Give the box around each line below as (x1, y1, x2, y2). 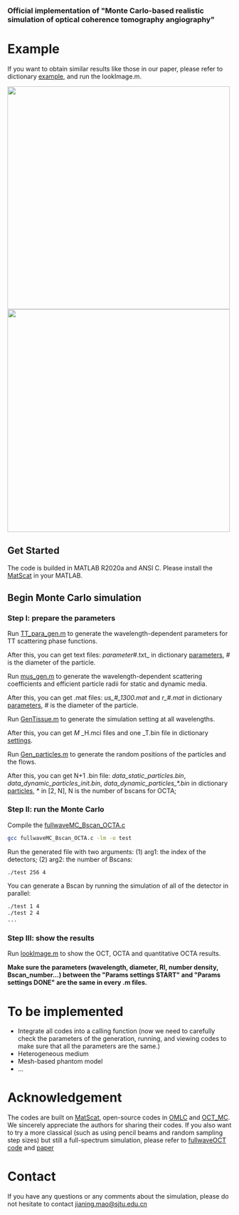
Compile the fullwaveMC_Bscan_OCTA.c (7, 821, 126, 829)
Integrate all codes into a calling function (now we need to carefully (17, 1027, 216, 1035)
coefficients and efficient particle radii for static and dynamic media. (7, 680, 208, 688)
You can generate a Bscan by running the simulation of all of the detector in (7, 881, 229, 890)
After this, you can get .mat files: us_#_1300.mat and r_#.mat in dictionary (7, 694, 223, 702)
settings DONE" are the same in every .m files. (7, 978, 147, 987)
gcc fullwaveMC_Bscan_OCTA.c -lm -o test (7, 834, 132, 841)
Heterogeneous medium (17, 1050, 89, 1058)
